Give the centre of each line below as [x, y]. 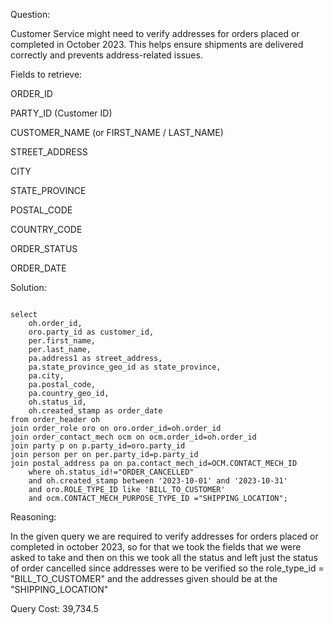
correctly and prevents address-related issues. [106, 55]
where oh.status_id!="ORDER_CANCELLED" [111, 472]
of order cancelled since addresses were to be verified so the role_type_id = [167, 568]
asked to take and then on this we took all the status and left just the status [164, 557]
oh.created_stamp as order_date [95, 411]
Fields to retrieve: [46, 74]
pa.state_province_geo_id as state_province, [125, 367]
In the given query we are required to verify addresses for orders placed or [164, 536]
